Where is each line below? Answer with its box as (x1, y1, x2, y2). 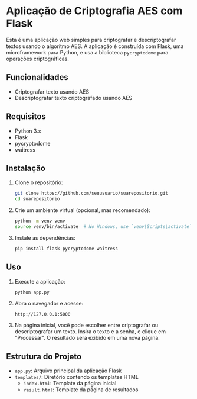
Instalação (6, 163, 46, 173)
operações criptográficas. (6, 55, 70, 62)
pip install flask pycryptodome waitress (14, 246, 118, 252)
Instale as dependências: (14, 234, 75, 241)
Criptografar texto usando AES (14, 88, 90, 95)
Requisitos (6, 111, 46, 122)
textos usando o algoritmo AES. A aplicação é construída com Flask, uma (6, 43, 184, 50)
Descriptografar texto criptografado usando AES (14, 94, 133, 101)
